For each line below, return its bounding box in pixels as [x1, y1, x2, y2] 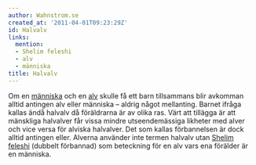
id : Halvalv [8, 26, 47, 34]
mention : [15, 41, 44, 48]
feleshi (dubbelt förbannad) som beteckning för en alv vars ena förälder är [8, 141, 249, 150]
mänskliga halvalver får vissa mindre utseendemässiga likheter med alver [8, 116, 245, 125]
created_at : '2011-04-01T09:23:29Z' [8, 19, 128, 27]
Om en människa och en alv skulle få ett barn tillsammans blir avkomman [8, 91, 244, 100]
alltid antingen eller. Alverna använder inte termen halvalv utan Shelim [8, 132, 234, 142]
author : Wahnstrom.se [8, 11, 79, 20]
